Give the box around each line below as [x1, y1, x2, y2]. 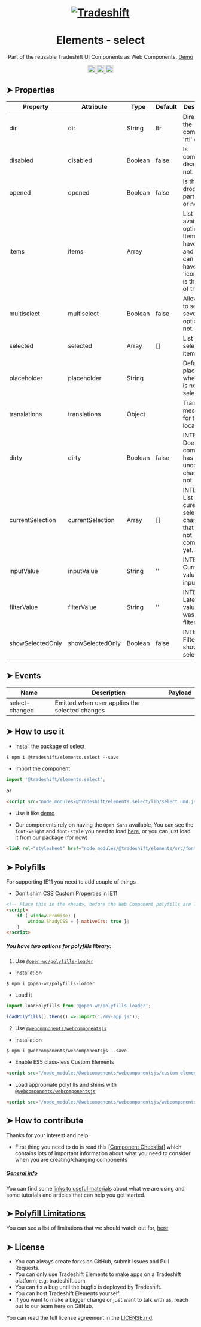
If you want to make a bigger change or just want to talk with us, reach [14, 1296, 189, 1304]
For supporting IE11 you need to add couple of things [6, 878, 136, 885]
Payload [168, 688, 192, 697]
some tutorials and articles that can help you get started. [6, 1191, 145, 1198]
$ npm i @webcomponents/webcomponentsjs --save [6, 1048, 127, 1054]
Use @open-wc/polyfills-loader [14, 958, 94, 965]
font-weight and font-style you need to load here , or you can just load [14, 828, 191, 835]
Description [92, 688, 126, 697]
